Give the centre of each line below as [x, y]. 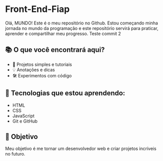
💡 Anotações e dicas [34, 70]
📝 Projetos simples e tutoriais [42, 64]
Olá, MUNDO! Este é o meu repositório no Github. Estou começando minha [81, 23]
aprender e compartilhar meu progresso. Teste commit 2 [63, 33]
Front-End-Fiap [38, 9]
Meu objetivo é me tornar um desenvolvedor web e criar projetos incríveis [81, 149]
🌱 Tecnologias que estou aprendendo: [65, 93]
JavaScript [23, 116]
